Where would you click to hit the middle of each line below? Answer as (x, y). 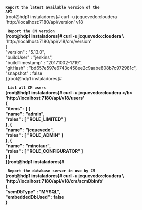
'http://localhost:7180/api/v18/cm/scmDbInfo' (55, 181)
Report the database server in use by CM (51, 171)
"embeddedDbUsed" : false (35, 197)
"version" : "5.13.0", (25, 52)
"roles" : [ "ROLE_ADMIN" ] (34, 135)
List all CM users (27, 88)
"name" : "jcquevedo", (30, 130)
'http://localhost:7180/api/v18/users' (45, 98)
